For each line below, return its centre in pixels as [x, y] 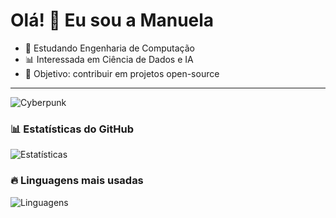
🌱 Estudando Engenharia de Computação [109, 48]
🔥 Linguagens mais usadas [77, 181]
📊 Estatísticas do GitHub [72, 129]
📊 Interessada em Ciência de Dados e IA [109, 59]
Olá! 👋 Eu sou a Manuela [112, 20]
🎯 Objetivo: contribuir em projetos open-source [122, 73]
